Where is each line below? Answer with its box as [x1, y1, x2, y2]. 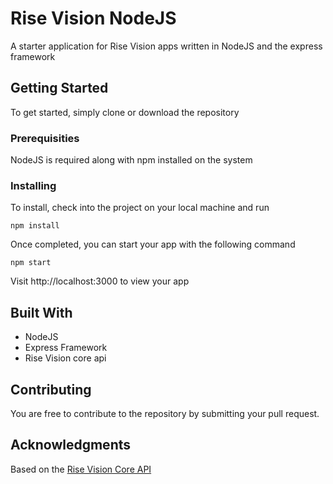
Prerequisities [10, 131, 80, 145]
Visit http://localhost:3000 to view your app [10, 275, 190, 287]
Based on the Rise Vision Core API [10, 463, 152, 475]
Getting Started [10, 80, 109, 97]
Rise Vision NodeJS [10, 7, 177, 30]
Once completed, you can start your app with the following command [10, 238, 296, 251]
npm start [10, 258, 52, 268]
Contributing [10, 381, 92, 398]
